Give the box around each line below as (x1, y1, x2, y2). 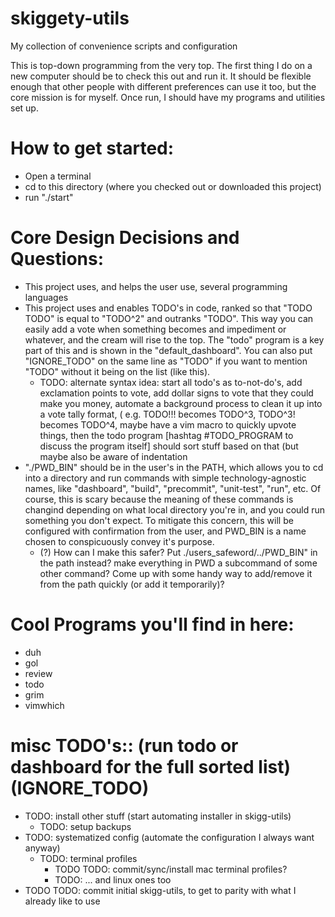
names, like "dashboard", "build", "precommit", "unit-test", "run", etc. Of (24, 482, 322, 494)
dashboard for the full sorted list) (10, 755, 291, 778)
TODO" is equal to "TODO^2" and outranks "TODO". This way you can (24, 312, 314, 324)
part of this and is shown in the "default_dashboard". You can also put (24, 344, 313, 356)
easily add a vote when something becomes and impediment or (24, 323, 287, 335)
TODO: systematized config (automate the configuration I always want (24, 831, 315, 843)
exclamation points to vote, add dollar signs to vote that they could (39, 387, 314, 399)
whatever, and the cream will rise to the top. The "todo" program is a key (24, 333, 325, 346)
